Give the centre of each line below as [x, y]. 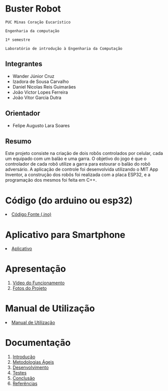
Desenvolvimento [30, 367]
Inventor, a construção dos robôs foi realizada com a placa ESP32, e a [78, 175]
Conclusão [24, 378]
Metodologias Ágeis [33, 362]
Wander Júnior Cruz [33, 76]
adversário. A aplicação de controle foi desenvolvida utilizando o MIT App [82, 170]
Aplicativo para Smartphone [65, 235]
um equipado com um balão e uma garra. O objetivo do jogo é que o [76, 159]
